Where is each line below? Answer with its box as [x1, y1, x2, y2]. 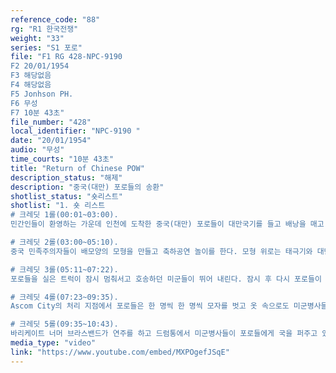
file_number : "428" [10, 117, 92, 127]
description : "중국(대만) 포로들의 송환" [10, 182, 165, 192]
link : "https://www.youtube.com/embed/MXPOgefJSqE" [10, 347, 230, 357]
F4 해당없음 [10, 80, 52, 90]
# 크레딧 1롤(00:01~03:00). [10, 210, 119, 220]
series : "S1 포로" [10, 42, 83, 53]
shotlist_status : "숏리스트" [10, 191, 123, 201]
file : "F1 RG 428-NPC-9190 [10, 52, 123, 62]
